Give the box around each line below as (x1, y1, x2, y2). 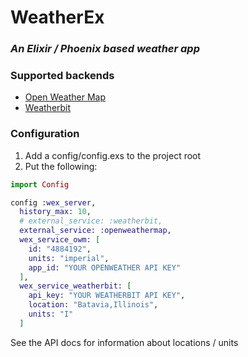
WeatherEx (10, 6, 105, 29)
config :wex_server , (10, 197, 97, 208)
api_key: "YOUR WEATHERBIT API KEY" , (28, 291, 186, 301)
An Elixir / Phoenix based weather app (10, 42, 200, 56)
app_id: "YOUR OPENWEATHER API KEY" (28, 262, 182, 273)
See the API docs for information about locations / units (10, 336, 239, 348)
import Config (10, 179, 70, 190)
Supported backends (10, 69, 115, 83)
